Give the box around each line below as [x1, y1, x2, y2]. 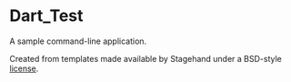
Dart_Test [9, 5, 84, 26]
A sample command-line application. [9, 36, 147, 46]
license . [9, 63, 39, 74]
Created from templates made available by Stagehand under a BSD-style [9, 53, 282, 64]
